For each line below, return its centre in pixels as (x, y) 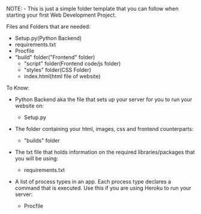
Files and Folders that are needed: (49, 27)
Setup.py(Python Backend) (48, 38)
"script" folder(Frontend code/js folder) (72, 63)
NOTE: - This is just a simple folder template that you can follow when (92, 9)
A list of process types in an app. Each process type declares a (93, 181)
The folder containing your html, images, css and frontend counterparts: (104, 129)
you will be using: (37, 158)
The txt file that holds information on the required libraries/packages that (105, 152)
